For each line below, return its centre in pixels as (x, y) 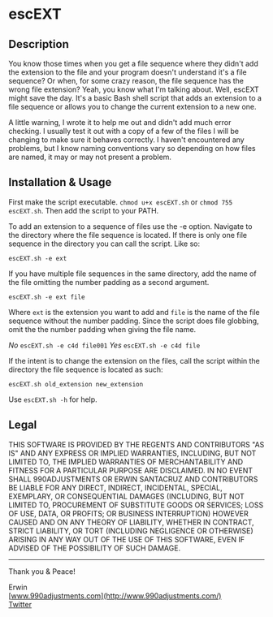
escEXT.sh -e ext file (47, 297)
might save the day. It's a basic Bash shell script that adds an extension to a (135, 98)
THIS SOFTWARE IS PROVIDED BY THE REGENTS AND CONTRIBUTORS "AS (136, 444)
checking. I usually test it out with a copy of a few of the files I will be (124, 131)
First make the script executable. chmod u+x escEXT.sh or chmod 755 (121, 202)
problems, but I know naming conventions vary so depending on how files (132, 148)
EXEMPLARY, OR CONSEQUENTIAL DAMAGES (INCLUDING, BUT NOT (127, 496)
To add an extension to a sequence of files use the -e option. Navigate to (130, 226)
